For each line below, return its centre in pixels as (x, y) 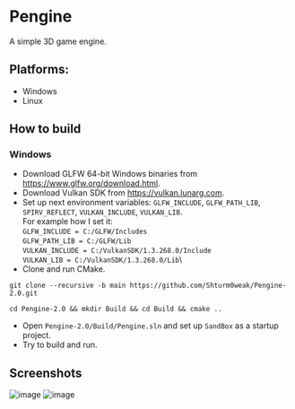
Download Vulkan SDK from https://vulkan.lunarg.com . (123, 193)
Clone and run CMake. (64, 269)
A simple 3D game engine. (58, 41)
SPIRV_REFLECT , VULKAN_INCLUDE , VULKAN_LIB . (102, 212)
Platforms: (39, 70)
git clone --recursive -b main (68, 286)
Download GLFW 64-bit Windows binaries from (110, 174)
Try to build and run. (60, 345)
